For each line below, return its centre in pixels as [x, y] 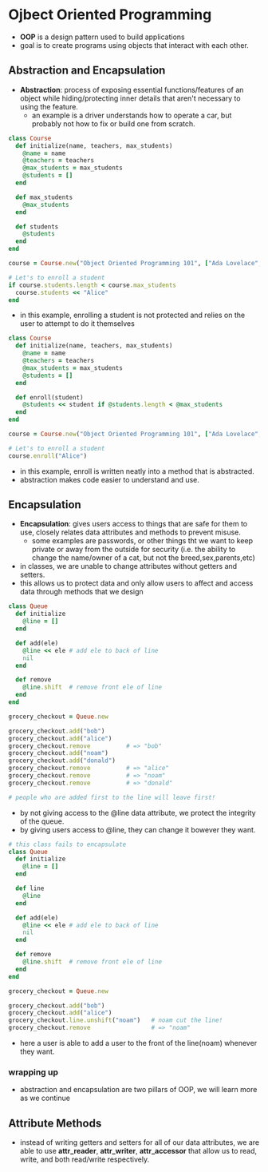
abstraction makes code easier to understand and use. [109, 479]
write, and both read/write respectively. [85, 1159]
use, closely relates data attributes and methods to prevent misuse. [130, 532]
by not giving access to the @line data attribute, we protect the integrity [138, 812]
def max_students [44, 197]
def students [37, 226]
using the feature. [49, 106]
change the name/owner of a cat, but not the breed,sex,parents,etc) [143, 558]
